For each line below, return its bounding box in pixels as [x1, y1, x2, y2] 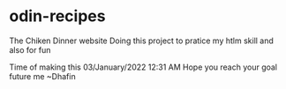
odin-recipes [9, 6, 106, 26]
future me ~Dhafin [9, 70, 77, 81]
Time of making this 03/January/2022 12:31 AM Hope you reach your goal [9, 62, 278, 72]
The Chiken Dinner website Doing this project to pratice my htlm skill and [9, 35, 274, 46]
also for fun [9, 44, 51, 55]
